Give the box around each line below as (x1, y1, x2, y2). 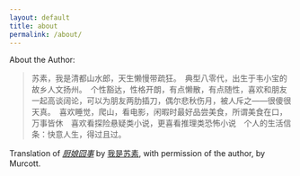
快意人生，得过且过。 (47, 129, 127, 140)
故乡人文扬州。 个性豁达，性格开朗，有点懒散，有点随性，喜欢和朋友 (31, 84, 287, 95)
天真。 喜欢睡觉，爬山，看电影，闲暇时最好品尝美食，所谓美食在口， (31, 107, 287, 118)
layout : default (9, 13, 70, 22)
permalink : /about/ (9, 30, 83, 39)
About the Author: (9, 55, 75, 66)
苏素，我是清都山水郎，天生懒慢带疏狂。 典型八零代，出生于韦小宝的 (31, 73, 287, 84)
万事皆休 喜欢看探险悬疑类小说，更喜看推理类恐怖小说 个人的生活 (31, 118, 284, 128)
